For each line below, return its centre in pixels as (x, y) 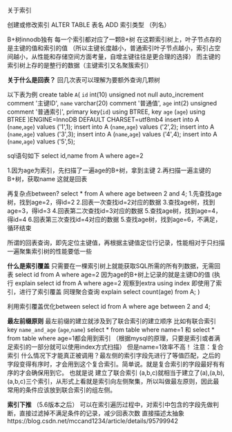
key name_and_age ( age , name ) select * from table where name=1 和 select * (111, 330)
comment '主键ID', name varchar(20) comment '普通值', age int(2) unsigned (112, 103)
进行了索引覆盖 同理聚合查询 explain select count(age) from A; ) (109, 292)
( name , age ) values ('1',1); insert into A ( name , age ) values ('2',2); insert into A (111, 127)
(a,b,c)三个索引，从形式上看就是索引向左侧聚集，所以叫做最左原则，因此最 (113, 381)
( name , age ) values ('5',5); (41, 141)
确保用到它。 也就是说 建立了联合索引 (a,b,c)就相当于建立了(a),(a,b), (128, 373)
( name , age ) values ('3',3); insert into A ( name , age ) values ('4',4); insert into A (112, 134)
